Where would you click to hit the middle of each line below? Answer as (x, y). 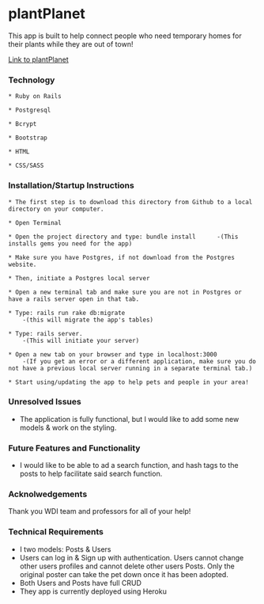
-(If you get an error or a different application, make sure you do (140, 361)
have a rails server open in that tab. (74, 299)
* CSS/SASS (26, 166)
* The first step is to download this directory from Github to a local (130, 202)
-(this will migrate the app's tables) (88, 320)
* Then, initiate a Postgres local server (79, 278)
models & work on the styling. (68, 427)
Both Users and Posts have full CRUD (81, 583)
